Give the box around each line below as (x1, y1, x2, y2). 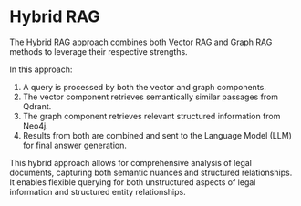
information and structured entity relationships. (9, 186, 186, 197)
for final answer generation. (22, 139, 128, 150)
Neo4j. (22, 120, 48, 131)
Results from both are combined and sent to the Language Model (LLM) (22, 129, 292, 140)
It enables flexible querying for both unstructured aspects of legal (9, 176, 256, 188)
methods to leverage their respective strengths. (9, 46, 189, 57)
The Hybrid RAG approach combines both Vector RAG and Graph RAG (9, 36, 273, 47)
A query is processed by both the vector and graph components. (22, 81, 267, 92)
